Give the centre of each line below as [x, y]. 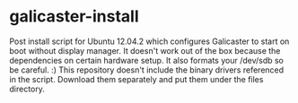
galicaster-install [74, 17]
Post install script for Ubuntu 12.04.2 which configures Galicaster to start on [149, 41]
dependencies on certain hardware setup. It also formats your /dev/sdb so [147, 60]
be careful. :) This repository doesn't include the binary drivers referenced [147, 70]
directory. [27, 89]
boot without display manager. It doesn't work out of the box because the [145, 50]
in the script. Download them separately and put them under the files [136, 79]
